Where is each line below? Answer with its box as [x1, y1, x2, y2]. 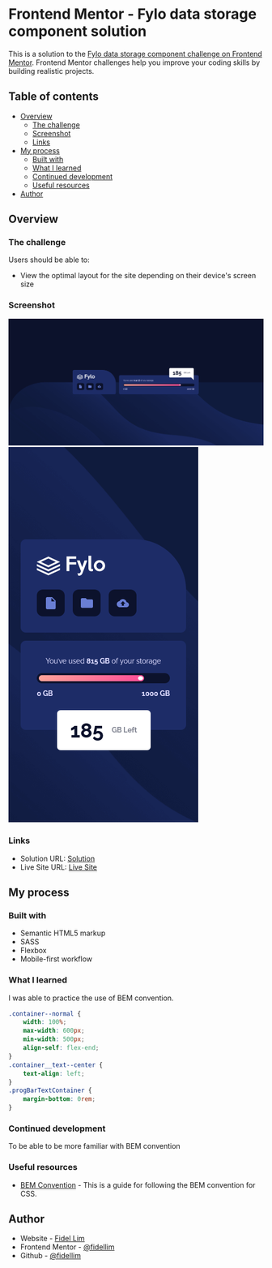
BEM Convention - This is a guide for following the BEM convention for [19, 1180, 256, 1189]
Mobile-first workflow [19, 954, 93, 964]
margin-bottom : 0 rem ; [23, 1095, 96, 1103]
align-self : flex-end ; [23, 1044, 100, 1052]
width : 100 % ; [23, 1018, 67, 1026]
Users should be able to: [8, 255, 91, 264]
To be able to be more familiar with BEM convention [8, 1141, 181, 1151]
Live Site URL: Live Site [19, 862, 98, 872]
